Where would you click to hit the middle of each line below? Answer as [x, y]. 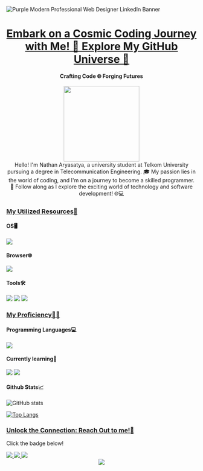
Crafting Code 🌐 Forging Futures [101, 76]
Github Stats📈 [25, 387]
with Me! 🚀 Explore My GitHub [101, 47]
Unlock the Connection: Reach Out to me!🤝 [70, 430]
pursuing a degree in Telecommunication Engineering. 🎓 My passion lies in [101, 171]
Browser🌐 [19, 255]
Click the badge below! [35, 443]
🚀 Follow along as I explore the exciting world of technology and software [101, 187]
